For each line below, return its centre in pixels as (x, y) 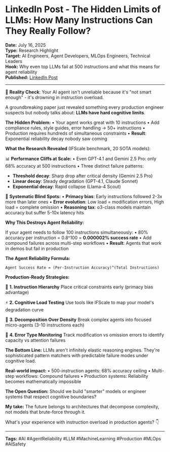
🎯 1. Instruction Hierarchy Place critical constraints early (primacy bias (79, 287)
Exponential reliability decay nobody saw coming (56, 139)
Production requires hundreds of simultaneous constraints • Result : (76, 133)
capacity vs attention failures (35, 340)
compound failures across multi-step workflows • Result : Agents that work (83, 243)
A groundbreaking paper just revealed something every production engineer (85, 107)
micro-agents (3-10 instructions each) (45, 325)
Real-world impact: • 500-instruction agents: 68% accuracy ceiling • (78, 370)
